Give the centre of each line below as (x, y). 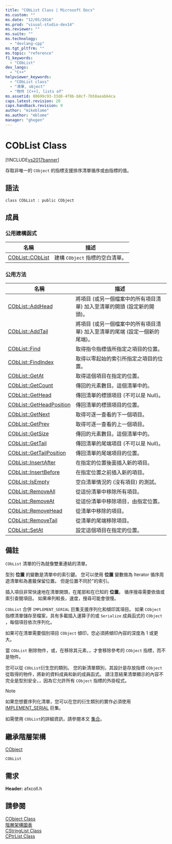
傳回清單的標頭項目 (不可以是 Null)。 (120, 396)
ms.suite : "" (19, 34)
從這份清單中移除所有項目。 (109, 492)
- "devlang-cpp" (27, 44)
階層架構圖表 (19, 825)
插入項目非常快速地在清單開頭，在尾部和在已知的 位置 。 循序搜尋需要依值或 (85, 592)
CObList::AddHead (30, 307)
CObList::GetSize (28, 434)
